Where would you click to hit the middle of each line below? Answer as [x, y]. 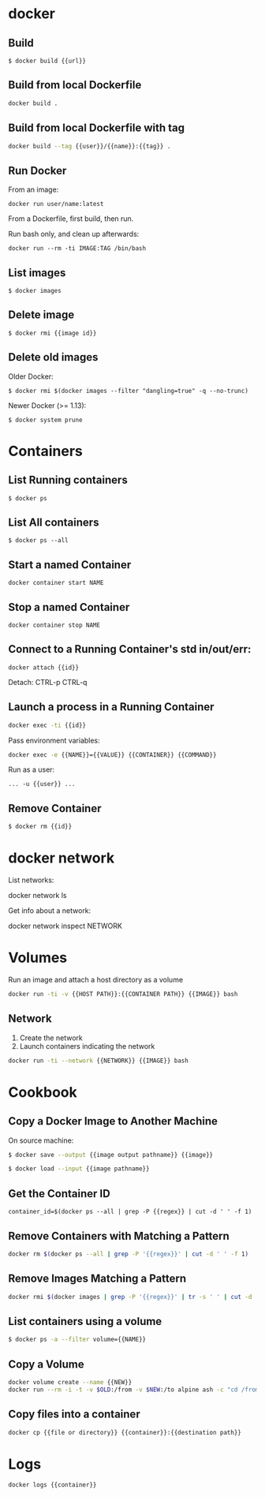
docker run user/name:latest [56, 204]
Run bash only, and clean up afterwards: [74, 234]
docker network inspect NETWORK [65, 926]
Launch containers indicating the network [87, 1046]
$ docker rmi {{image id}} [52, 333]
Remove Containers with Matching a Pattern [119, 1236]
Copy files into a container [74, 1415]
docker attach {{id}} [44, 668]
